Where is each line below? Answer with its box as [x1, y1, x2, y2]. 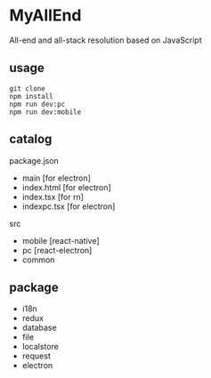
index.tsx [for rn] [21, 191, 85, 202]
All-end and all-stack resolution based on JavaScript [9, 35, 202, 45]
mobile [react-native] [21, 235, 100, 245]
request [21, 350, 51, 361]
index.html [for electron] [21, 181, 111, 192]
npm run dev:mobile [9, 108, 82, 117]
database [21, 322, 57, 334]
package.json [9, 155, 60, 165]
